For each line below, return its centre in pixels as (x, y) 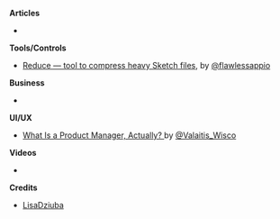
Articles (25, 13)
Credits (23, 187)
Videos (23, 153)
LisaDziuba (43, 205)
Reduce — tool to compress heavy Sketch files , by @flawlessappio (146, 65)
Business (27, 83)
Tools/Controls (38, 48)
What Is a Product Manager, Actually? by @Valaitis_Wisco (129, 135)
